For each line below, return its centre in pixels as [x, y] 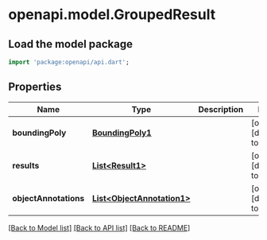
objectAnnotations [48, 198]
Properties [35, 87]
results [26, 165]
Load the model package [71, 44]
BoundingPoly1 [122, 133]
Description [221, 109]
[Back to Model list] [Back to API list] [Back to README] [99, 227]
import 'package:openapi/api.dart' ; [69, 62]
